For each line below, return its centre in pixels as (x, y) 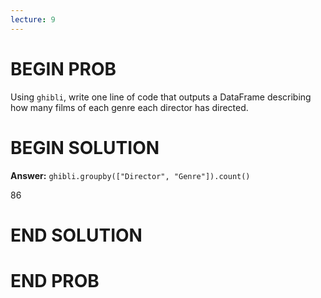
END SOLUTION (76, 235)
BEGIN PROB (63, 68)
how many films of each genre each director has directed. (129, 107)
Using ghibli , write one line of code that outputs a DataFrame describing (161, 97)
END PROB (55, 280)
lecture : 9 (33, 19)
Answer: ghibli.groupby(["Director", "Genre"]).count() (130, 175)
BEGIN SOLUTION (85, 147)
